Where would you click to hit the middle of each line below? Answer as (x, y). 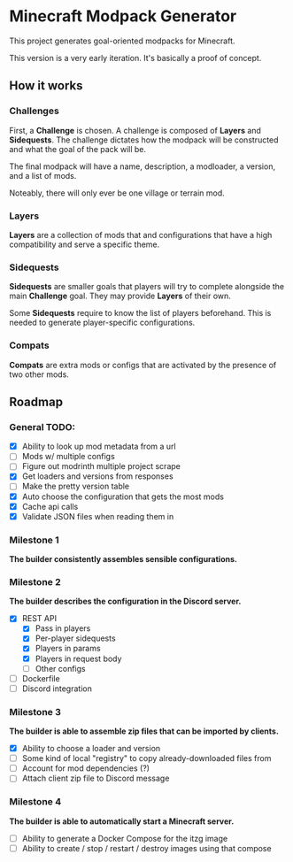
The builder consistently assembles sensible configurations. (123, 559)
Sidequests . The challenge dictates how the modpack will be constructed (144, 140)
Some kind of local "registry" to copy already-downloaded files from (146, 758)
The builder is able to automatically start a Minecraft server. (122, 821)
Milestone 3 (35, 712)
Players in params (68, 649)
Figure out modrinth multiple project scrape (101, 466)
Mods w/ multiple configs (68, 457)
